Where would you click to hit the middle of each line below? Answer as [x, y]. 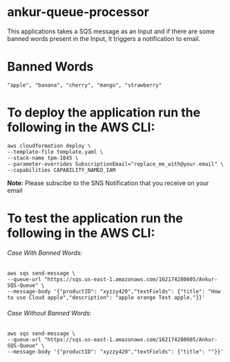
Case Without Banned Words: [49, 313]
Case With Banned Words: [45, 252]
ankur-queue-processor [78, 12]
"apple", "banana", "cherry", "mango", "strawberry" [85, 85]
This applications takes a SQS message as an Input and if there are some [111, 31]
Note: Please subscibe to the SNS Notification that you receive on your [108, 183]
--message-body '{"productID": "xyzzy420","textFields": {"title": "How [114, 292]
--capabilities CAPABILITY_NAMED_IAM [61, 170]
